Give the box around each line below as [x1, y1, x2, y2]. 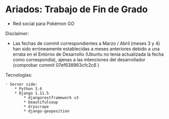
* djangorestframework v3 [23, 95, 79, 100]
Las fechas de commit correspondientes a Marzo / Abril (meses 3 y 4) [12, 40, 160, 46]
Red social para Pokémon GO [12, 20, 75, 27]
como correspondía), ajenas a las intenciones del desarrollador [12, 56, 146, 62]
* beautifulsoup [23, 100, 58, 105]
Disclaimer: [5, 30, 29, 36]
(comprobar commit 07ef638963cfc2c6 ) [12, 62, 100, 68]
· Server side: [5, 82, 38, 87]
